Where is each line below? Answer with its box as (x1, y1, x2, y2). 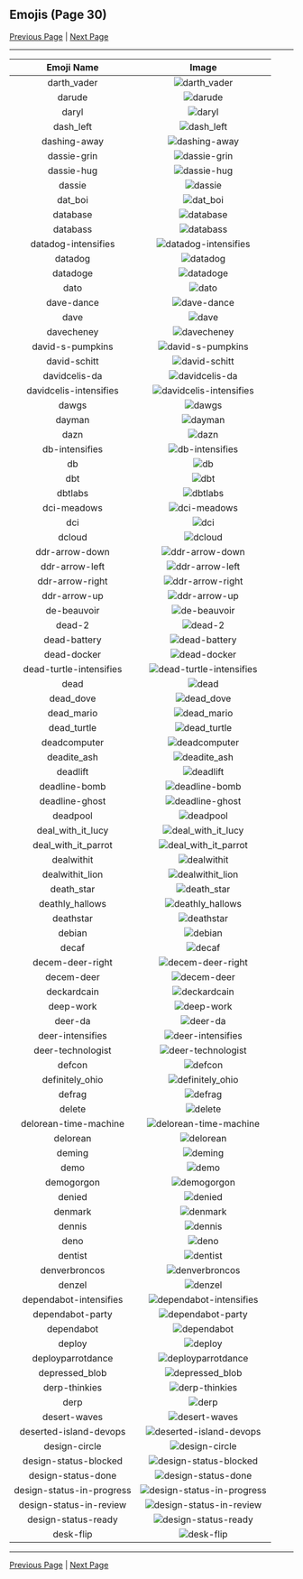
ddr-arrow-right (37, 575, 108, 587)
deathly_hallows (39, 897, 106, 910)
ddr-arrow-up (41, 589, 104, 602)
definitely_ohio (41, 1073, 104, 1085)
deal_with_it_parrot (32, 838, 113, 851)
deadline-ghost (39, 794, 106, 807)
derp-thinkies (42, 1380, 102, 1393)
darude (57, 90, 88, 103)
